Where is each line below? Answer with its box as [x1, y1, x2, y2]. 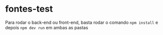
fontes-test [5, 3, 53, 15]
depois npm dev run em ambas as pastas [5, 24, 88, 30]
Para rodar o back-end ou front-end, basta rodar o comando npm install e [5, 19, 158, 25]
